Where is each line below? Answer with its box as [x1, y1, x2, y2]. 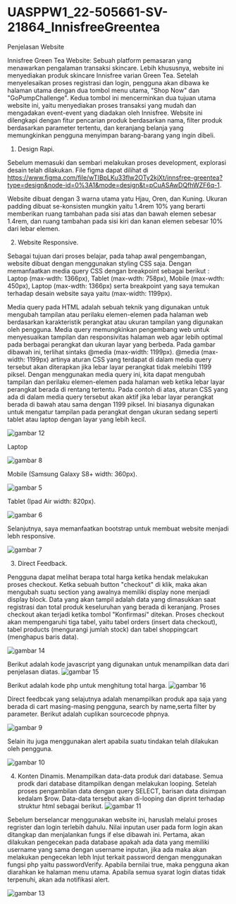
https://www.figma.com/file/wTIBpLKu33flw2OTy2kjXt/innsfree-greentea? [7, 173, 223, 182]
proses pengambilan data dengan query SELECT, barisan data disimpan [17, 786, 227, 795]
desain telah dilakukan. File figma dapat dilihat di [7, 166, 149, 174]
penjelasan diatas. [7, 667, 61, 676]
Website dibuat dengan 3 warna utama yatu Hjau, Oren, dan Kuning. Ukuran [7, 194, 228, 203]
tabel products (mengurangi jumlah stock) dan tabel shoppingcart [7, 625, 199, 633]
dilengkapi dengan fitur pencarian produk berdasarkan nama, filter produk [7, 116, 223, 124]
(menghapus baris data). [7, 632, 79, 641]
